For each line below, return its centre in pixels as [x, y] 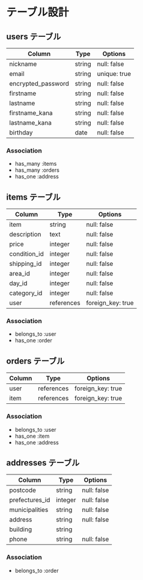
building [20, 529]
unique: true [114, 74]
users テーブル [34, 36]
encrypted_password [39, 84]
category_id [26, 293]
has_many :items [36, 164]
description [25, 235]
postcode [23, 490]
